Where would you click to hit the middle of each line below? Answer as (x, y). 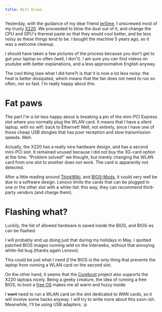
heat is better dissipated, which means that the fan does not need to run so (80, 78)
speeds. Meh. (19, 137)
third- (149, 187)
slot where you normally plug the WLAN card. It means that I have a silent (78, 121)
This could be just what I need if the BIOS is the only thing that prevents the (81, 260)
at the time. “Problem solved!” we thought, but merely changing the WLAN (79, 157)
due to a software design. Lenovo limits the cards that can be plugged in (77, 182)
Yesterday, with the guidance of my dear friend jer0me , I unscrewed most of (81, 23)
